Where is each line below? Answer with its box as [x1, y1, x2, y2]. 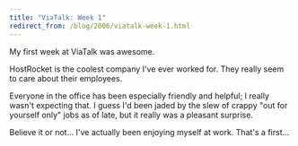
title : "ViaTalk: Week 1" [9, 13, 106, 22]
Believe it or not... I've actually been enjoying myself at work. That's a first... [9, 126, 290, 137]
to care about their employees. [9, 73, 123, 83]
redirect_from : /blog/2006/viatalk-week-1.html [9, 21, 191, 30]
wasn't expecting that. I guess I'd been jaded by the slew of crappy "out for [9, 99, 288, 110]
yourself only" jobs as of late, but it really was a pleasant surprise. [9, 109, 254, 120]
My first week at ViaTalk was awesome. [9, 46, 155, 56]
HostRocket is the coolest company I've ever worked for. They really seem [9, 64, 285, 74]
